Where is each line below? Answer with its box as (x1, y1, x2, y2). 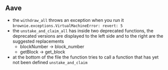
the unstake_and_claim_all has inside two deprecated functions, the (12, 27, 154, 34)
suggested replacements (12, 38, 64, 44)
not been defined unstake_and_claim (12, 59, 88, 65)
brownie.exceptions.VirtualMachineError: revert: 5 (12, 23, 123, 28)
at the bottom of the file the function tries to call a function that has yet (12, 54, 159, 60)
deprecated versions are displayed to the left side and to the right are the (12, 33, 163, 39)
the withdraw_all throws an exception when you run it (12, 17, 124, 23)
